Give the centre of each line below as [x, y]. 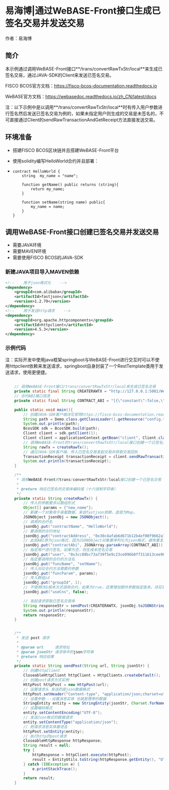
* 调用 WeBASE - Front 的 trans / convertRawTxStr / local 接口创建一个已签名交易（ [91, 480]
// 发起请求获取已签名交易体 [49, 601]
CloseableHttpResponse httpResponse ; [63, 741]
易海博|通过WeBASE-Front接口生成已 [83, 11]
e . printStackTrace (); [55, 769]
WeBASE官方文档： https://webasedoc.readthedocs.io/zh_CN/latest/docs [81, 96]
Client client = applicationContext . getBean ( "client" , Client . [91, 438]
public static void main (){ [44, 410]
